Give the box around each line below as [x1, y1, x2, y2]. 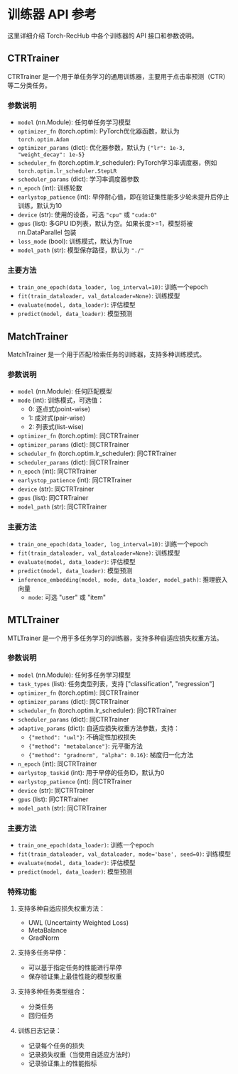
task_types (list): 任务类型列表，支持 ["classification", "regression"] [17, 679, 215, 688]
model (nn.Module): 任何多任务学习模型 [17, 671, 131, 679]
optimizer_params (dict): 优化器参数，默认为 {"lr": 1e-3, [17, 143, 186, 152]
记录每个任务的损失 [28, 1041, 85, 1050]
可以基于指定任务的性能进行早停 [28, 963, 122, 972]
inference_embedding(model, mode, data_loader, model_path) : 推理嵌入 [17, 575, 228, 583]
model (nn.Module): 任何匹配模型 [17, 387, 112, 396]
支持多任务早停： [17, 948, 68, 957]
